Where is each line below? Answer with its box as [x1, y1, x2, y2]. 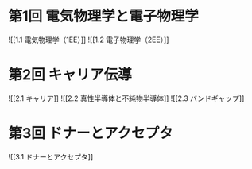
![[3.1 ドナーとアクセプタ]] [8, 152, 94, 161]
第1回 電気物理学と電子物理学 [8, 7, 199, 25]
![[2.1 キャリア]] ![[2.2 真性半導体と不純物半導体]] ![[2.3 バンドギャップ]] [8, 93, 245, 103]
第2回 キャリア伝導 [8, 66, 133, 84]
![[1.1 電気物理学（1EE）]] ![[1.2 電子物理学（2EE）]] [8, 35, 169, 44]
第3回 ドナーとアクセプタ [8, 125, 173, 143]
